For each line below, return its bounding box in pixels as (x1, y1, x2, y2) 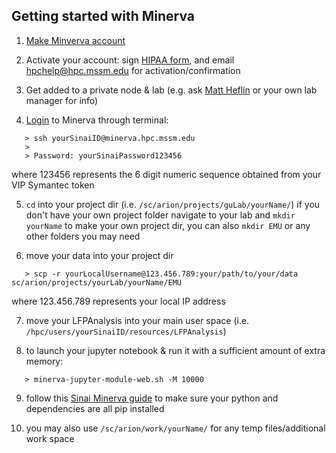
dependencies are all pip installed (25, 402, 165, 414)
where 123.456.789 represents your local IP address (11, 295, 226, 307)
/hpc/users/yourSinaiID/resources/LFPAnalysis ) (25, 325, 227, 337)
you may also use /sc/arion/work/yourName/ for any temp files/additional (25, 422, 326, 434)
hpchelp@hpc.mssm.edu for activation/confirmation (25, 64, 241, 76)
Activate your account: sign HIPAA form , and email (25, 54, 235, 66)
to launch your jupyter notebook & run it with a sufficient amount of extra (25, 344, 326, 356)
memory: (25, 355, 64, 367)
